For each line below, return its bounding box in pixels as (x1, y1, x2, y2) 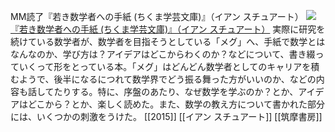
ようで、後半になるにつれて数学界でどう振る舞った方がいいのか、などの (18, 73, 317, 85)
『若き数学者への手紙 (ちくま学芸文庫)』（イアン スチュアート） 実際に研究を (10, 23, 326, 35)
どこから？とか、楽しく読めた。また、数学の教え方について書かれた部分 (27, 98, 325, 110)
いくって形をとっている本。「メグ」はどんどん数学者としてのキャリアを (18, 61, 312, 72)
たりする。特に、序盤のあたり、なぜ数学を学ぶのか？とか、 (53, 86, 299, 97)
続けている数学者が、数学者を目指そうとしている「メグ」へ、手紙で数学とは (10, 36, 326, 47)
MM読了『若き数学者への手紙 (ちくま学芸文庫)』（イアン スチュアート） (10, 11, 304, 22)
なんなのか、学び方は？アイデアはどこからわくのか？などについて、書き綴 (10, 48, 316, 60)
